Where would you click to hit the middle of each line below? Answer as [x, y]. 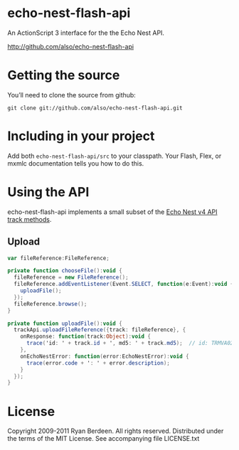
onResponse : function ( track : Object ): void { [86, 337]
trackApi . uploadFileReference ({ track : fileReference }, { [100, 330]
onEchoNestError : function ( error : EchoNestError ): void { [105, 356]
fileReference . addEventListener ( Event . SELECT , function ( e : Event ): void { [124, 284]
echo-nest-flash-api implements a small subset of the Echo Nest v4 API [113, 212]
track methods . [30, 219]
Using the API [48, 192]
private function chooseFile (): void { [65, 271]
